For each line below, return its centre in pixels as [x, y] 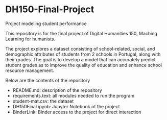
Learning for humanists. [30, 39]
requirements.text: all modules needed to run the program [74, 95]
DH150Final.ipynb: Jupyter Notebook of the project [66, 106]
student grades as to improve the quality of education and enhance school [84, 65]
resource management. [30, 70]
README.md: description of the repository [57, 90]
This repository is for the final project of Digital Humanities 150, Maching [81, 33]
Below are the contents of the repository [48, 80]
